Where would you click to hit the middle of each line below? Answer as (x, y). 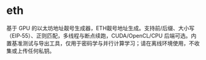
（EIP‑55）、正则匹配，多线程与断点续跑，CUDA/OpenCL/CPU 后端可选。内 (101, 35)
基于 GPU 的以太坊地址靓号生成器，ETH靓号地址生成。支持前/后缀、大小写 (101, 28)
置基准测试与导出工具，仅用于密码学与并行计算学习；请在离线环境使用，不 (100, 43)
